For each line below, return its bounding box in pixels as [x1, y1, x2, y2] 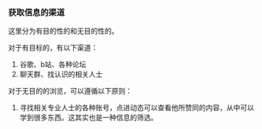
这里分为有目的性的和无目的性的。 [8, 26, 119, 36]
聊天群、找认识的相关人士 [19, 69, 103, 79]
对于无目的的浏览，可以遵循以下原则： [8, 87, 132, 96]
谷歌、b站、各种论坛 [19, 60, 87, 69]
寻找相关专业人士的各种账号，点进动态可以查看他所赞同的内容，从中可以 [19, 103, 254, 112]
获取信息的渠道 [8, 6, 65, 17]
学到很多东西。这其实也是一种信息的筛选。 [19, 112, 158, 123]
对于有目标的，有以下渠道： [8, 43, 98, 53]
